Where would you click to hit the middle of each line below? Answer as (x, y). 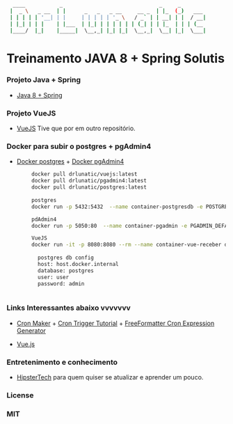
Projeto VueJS (31, 113)
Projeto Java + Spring (44, 80)
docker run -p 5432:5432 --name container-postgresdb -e (117, 207)
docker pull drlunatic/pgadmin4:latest (89, 181)
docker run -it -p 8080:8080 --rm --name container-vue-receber (127, 245)
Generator (31, 330)
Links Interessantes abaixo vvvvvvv (69, 308)
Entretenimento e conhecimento (62, 362)
